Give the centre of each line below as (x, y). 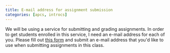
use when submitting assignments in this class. (55, 45)
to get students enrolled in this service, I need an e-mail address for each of (85, 34)
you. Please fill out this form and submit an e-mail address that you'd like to (84, 40)
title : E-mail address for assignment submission (59, 10)
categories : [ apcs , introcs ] (36, 15)
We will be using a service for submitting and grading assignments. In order (85, 29)
